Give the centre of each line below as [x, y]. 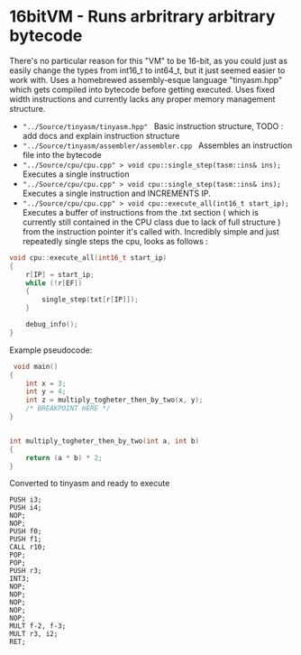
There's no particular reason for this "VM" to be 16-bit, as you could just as [149, 60]
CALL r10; [28, 548]
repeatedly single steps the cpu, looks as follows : [115, 241]
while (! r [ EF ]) [54, 283]
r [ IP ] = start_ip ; [60, 274]
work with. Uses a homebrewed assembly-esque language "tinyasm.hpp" [146, 79]
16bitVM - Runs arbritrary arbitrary [142, 17]
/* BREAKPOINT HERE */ [68, 409]
